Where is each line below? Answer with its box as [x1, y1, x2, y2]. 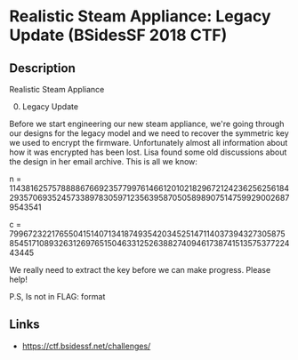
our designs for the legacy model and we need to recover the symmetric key [9, 128, 289, 139]
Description [9, 60, 76, 76]
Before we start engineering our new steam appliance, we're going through [9, 118, 285, 129]
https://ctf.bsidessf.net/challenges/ [21, 340, 151, 351]
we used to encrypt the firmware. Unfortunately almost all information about [9, 138, 288, 148]
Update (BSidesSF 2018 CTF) [9, 25, 228, 45]
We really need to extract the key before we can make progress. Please [9, 265, 271, 275]
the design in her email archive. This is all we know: [9, 156, 198, 166]
